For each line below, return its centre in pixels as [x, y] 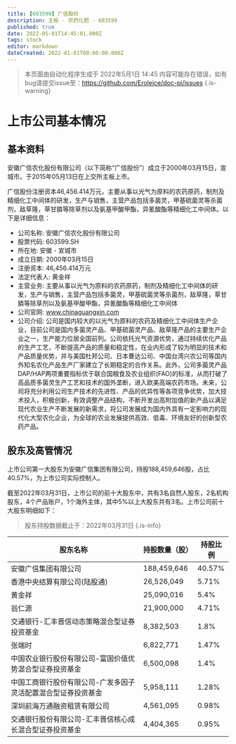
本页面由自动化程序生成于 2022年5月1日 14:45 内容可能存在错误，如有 [126, 74]
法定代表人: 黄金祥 [44, 277]
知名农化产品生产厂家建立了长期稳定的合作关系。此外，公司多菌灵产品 [125, 365]
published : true [31, 27]
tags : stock [25, 40]
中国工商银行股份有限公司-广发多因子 [73, 682]
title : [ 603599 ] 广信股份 [43, 14]
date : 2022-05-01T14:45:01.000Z [54, 33]
